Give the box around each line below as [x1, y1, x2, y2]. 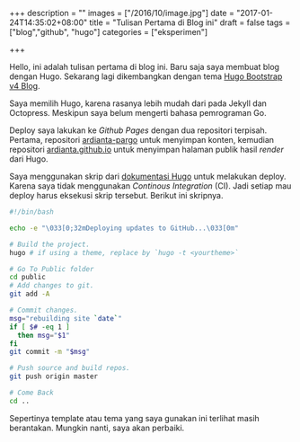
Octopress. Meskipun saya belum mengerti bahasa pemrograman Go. [9, 108, 267, 118]
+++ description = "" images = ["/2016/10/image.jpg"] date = [9, 8, 235, 18]
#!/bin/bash [9, 208, 54, 217]
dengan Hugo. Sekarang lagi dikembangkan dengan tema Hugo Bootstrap [9, 71, 283, 82]
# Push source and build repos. [9, 364, 130, 373]
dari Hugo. [9, 154, 49, 164]
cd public [9, 273, 47, 282]
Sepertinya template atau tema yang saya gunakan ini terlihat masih [9, 412, 260, 423]
